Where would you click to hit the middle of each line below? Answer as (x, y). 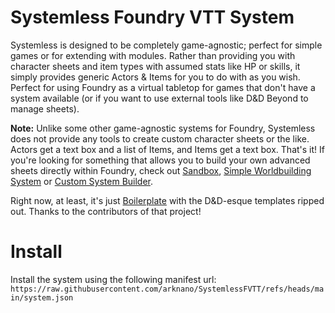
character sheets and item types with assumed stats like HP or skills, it (155, 66)
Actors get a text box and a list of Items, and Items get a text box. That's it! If (167, 149)
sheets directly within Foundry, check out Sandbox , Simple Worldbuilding (161, 170)
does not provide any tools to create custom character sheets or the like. (160, 138)
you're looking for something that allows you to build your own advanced (160, 160)
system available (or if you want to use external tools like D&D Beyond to (159, 98)
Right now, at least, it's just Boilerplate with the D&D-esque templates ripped (167, 200)
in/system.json (42, 297)
